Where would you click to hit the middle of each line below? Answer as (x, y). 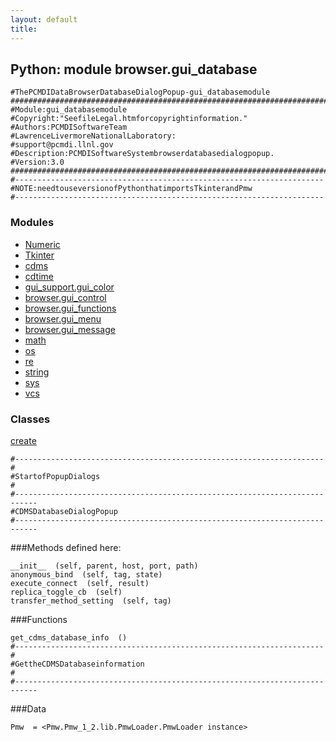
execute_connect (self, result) (80, 583)
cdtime (39, 276)
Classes (30, 419)
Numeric (42, 244)
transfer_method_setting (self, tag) (91, 601)
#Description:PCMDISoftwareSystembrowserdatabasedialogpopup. (142, 154)
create (23, 440)
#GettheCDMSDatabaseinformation (77, 664)
